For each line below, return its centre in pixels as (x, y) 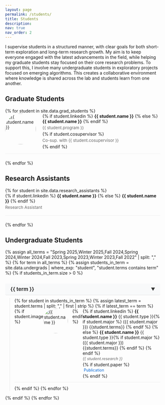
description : (18, 23)
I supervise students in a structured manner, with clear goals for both (75, 47)
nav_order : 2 (18, 33)
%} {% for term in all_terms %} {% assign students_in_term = (67, 263)
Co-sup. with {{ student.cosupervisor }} (81, 140)
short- (152, 47)
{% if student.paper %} (106, 364)
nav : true (15, 28)
